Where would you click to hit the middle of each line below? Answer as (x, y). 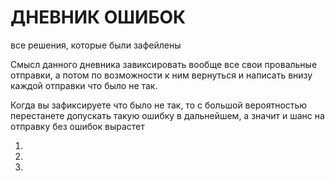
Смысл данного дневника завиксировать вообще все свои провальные (164, 64)
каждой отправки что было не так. (84, 85)
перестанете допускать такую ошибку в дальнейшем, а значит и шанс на (167, 115)
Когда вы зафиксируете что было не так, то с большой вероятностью (159, 105)
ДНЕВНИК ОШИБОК (98, 17)
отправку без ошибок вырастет (77, 126)
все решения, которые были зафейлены (96, 45)
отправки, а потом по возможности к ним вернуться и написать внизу (161, 75)
